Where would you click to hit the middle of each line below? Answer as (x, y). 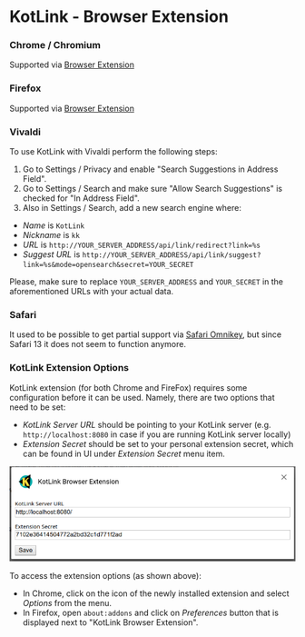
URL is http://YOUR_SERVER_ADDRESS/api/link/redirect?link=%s (142, 245)
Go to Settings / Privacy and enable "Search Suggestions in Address (150, 169)
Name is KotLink (54, 225)
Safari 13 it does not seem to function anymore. (98, 344)
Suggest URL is (51, 254)
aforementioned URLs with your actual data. (92, 292)
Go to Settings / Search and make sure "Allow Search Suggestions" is (152, 189)
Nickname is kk (51, 235)
